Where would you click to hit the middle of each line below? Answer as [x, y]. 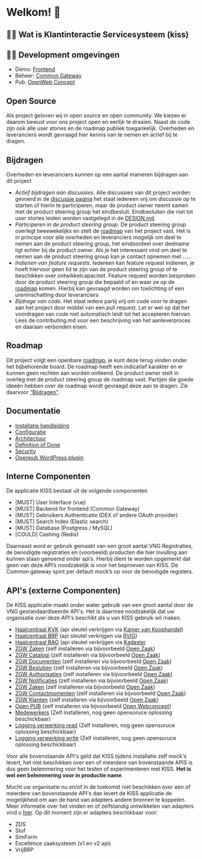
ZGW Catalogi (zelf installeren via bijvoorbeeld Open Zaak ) [87, 655]
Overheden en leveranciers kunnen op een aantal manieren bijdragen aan [97, 174]
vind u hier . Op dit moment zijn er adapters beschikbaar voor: [82, 813]
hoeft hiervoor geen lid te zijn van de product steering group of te [96, 269]
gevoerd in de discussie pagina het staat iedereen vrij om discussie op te [105, 199]
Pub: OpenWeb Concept [45, 82]
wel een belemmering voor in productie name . [65, 775]
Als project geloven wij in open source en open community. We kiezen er [96, 115]
